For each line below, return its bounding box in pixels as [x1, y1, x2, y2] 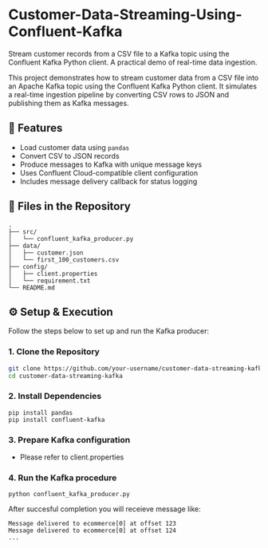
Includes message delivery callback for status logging [19, 176, 198, 186]
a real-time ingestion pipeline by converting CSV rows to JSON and [8, 89, 230, 99]
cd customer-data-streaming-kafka [8, 372, 124, 380]
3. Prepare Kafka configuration [8, 434, 131, 445]
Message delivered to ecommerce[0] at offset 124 [8, 526, 177, 535]
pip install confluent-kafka [8, 416, 105, 424]
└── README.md [8, 283, 56, 292]
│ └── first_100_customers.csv [8, 255, 120, 264]
